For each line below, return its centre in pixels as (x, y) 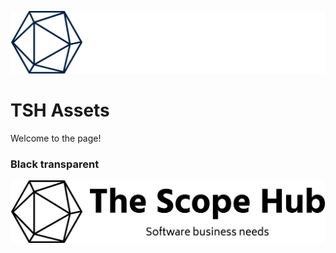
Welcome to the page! (56, 138)
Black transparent (55, 164)
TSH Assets (60, 110)
